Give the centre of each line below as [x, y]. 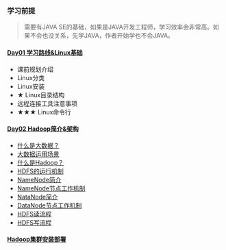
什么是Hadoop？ [40, 162]
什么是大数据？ [38, 145]
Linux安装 [31, 86]
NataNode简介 [37, 197]
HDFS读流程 [34, 214]
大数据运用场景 [38, 154]
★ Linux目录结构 [41, 95]
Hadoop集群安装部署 [37, 239]
